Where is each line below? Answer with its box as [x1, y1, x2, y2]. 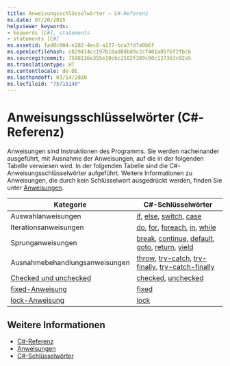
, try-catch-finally [155, 262, 215, 272]
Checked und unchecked [10, 273, 91, 283]
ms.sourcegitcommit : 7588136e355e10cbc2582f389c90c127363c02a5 [7, 55, 192, 62]
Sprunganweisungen [10, 238, 77, 248]
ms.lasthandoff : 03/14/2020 [7, 73, 88, 81]
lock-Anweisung [10, 296, 65, 306]
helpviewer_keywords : [7, 23, 69, 30]
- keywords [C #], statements [7, 29, 90, 36]
